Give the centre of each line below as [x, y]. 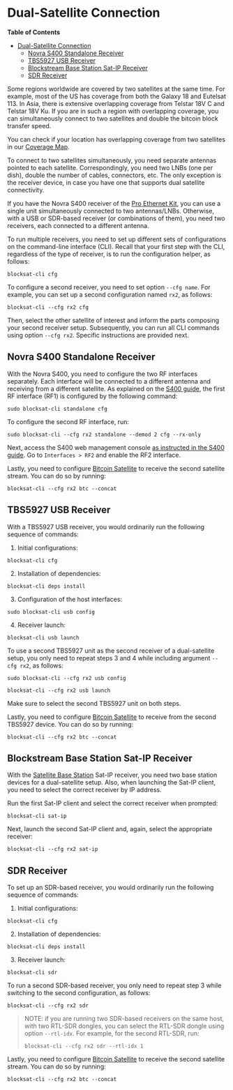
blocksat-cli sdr [32, 973]
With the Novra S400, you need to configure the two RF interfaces [102, 374]
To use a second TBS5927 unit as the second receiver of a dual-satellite [111, 651]
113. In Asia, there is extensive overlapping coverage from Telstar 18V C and [116, 103]
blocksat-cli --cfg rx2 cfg [48, 307]
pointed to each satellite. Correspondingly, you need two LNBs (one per [110, 167]
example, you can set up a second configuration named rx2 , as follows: [110, 294]
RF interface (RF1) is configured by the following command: [92, 396]
